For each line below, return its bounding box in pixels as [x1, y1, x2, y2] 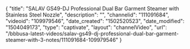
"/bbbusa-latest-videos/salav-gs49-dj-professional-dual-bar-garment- [5, 30, 179, 37]
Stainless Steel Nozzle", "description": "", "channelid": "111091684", [5, 11, 169, 18]
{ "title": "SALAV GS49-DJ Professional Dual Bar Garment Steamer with [5, 5, 179, 12]
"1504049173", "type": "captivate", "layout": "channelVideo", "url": [5, 24, 167, 31]
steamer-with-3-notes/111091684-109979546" [5, 37, 119, 43]
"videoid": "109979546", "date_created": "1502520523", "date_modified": [5, 18, 185, 24]
